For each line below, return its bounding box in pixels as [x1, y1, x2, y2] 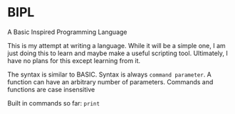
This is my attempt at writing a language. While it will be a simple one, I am [7, 41, 226, 50]
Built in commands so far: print [7, 98, 100, 107]
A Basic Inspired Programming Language [7, 28, 127, 36]
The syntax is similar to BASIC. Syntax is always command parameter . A [7, 70, 212, 79]
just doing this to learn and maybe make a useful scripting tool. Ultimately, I [7, 49, 228, 57]
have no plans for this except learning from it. [7, 56, 141, 64]
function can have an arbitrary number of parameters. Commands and [7, 77, 214, 86]
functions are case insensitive [7, 85, 95, 93]
